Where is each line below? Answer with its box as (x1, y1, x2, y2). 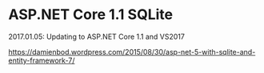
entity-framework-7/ (8, 56, 75, 65)
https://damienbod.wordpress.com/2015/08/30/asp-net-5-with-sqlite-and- (8, 47, 256, 56)
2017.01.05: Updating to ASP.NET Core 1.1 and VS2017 (8, 32, 186, 41)
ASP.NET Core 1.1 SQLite (8, 6, 174, 24)
